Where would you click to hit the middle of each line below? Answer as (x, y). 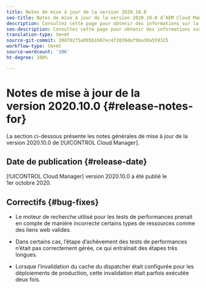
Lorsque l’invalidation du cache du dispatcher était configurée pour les (105, 267)
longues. (26, 255)
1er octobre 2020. (29, 183)
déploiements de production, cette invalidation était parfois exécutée (102, 273)
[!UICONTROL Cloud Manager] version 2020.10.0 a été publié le (87, 176)
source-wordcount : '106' (38, 52)
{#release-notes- (148, 106)
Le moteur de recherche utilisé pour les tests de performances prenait (104, 217)
